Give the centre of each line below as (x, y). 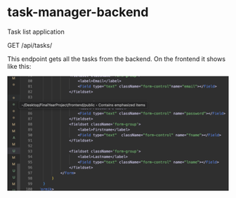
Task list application (36, 32)
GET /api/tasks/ (30, 45)
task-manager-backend (78, 12)
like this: (19, 66)
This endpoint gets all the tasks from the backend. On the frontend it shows (117, 59)
